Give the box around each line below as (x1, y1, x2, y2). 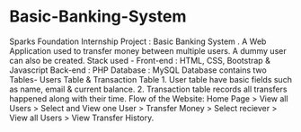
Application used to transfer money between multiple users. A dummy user (9, 45, 287, 56)
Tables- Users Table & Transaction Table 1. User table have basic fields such (9, 74, 292, 84)
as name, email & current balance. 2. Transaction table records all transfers (9, 84, 288, 94)
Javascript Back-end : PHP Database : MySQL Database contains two (9, 65, 267, 75)
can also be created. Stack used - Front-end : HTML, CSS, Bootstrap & (9, 55, 271, 66)
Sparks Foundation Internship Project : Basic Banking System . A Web (9, 36, 267, 47)
